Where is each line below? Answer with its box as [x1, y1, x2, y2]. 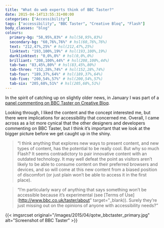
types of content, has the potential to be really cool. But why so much [17, 145, 160, 151]
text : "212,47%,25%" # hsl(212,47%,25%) [9, 44, 94, 49]
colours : [5, 30, 23, 35]
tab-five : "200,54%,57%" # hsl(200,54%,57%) [9, 76, 103, 81]
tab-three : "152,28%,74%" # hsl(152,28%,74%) [9, 67, 106, 72]
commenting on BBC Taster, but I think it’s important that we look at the [5, 125, 150, 131]
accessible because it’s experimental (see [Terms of [17, 192, 124, 198]
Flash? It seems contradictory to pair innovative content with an [17, 151, 147, 157]
